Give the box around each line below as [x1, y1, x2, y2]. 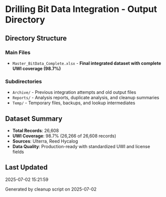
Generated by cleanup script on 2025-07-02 [5, 186, 97, 192]
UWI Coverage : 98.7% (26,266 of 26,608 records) [12, 133, 116, 139]
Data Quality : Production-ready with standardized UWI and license [12, 143, 151, 149]
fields [12, 149, 24, 155]
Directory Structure [5, 34, 67, 42]
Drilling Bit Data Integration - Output [5, 3, 157, 15]
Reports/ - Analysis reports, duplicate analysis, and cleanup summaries [12, 95, 160, 101]
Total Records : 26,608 [12, 127, 59, 133]
